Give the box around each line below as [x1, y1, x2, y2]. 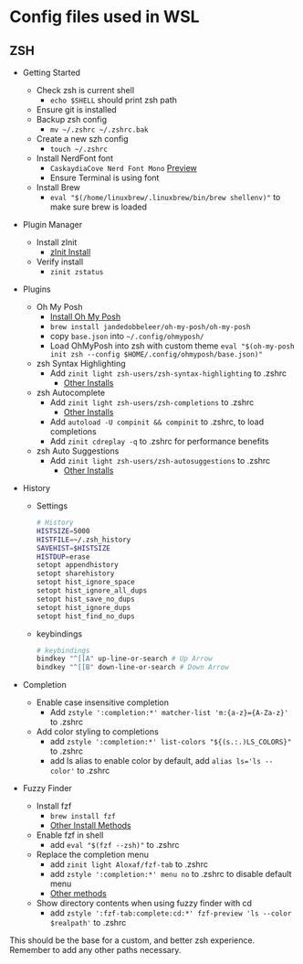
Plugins [22, 284, 52, 295]
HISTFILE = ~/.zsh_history [36, 535, 131, 544]
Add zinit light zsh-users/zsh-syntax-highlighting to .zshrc [49, 368, 287, 379]
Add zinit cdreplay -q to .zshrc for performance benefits [49, 436, 269, 446]
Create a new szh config [36, 134, 130, 144]
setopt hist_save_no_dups [36, 594, 135, 604]
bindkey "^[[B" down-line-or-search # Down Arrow [36, 663, 230, 672]
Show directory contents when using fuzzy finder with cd [36, 898, 253, 909]
